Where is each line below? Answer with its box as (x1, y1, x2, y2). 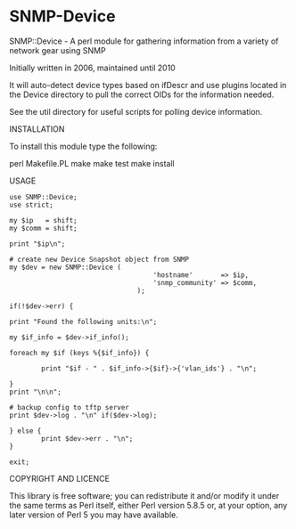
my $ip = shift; (9, 216, 78, 224)
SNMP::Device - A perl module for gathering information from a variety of (9, 36, 279, 46)
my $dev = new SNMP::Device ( (9, 263, 122, 272)
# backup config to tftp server (9, 403, 129, 411)
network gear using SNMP (9, 45, 106, 55)
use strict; (9, 200, 53, 209)
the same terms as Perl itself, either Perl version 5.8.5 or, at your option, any (9, 500, 288, 510)
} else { (9, 426, 42, 435)
